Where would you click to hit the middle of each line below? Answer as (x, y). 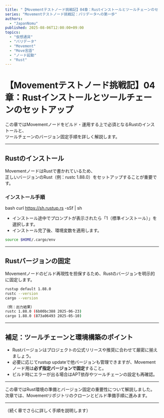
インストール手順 (25, 197)
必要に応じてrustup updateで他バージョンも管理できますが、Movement (84, 362)
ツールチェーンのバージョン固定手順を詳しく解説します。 (62, 137)
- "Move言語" (22, 50)
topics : (13, 32)
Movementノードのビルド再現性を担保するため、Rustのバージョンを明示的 (80, 273)
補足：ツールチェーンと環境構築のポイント (69, 337)
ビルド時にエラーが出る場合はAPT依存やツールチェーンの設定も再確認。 (85, 374)
